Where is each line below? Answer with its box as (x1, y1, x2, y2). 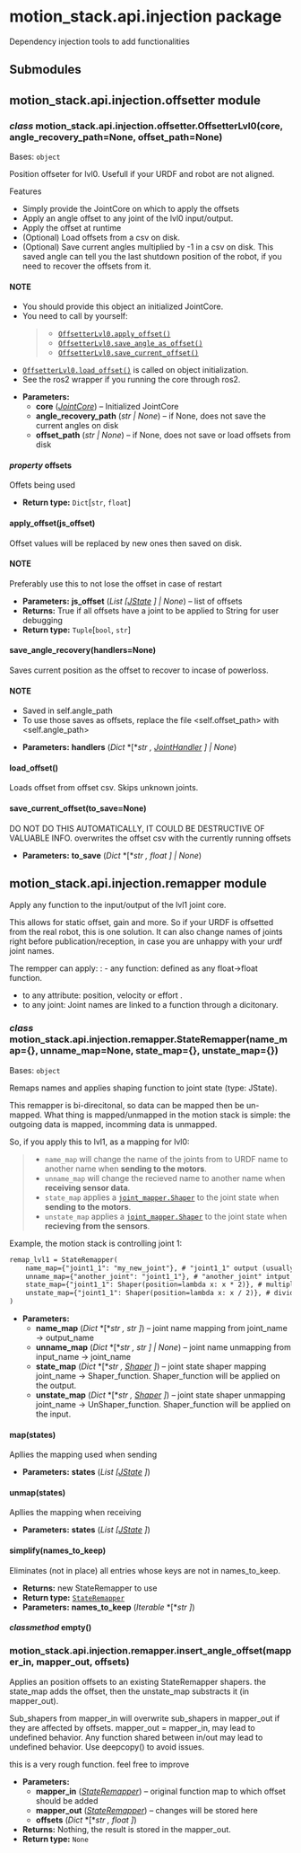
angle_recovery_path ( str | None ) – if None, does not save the (35, 410, 267, 421)
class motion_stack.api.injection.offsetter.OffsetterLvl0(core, (9, 119, 284, 132)
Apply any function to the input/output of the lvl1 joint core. (9, 900, 227, 911)
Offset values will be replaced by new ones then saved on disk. (9, 537, 243, 549)
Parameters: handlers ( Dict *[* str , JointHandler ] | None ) (21, 742, 237, 753)
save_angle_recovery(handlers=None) (9, 645, 157, 656)
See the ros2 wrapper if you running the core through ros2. (21, 375, 241, 385)
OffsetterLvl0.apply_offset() (57, 330, 171, 339)
